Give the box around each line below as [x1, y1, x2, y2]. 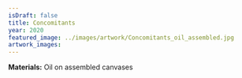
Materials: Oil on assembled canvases [8, 62, 133, 72]
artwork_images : [8, 41, 61, 49]
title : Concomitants [8, 19, 76, 27]
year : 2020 [8, 26, 44, 34]
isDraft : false [8, 11, 58, 20]
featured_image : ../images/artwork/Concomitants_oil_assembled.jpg [8, 33, 235, 42]
